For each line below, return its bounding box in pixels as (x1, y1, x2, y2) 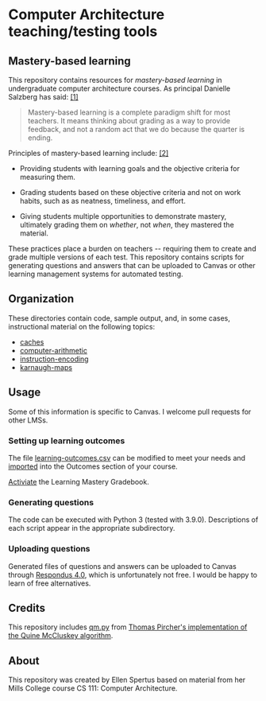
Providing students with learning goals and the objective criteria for (19, 164, 240, 173)
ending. (27, 133, 53, 142)
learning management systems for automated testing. (8, 269, 184, 278)
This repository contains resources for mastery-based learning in (8, 76, 222, 84)
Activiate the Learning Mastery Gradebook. (8, 477, 149, 486)
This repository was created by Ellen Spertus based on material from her (8, 675, 246, 685)
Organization (8, 292, 74, 306)
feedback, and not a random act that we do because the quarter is (27, 125, 245, 134)
